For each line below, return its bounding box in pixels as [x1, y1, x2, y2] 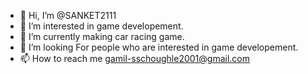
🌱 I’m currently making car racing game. [19, 31, 185, 42]
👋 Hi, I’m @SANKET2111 [19, 10, 117, 21]
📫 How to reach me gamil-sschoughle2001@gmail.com [19, 53, 250, 64]
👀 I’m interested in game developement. [19, 20, 184, 32]
